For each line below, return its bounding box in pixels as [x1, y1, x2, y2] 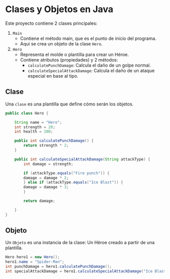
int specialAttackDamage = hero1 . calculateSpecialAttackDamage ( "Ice [5, 269, 153, 274]
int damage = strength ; [23, 161, 73, 166]
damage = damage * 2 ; [23, 175, 69, 180]
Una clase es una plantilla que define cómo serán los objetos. [5, 101, 134, 107]
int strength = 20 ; [14, 125, 56, 130]
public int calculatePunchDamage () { [14, 138, 94, 143]
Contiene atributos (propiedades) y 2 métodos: [20, 57, 118, 63]
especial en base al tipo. [27, 73, 78, 79]
